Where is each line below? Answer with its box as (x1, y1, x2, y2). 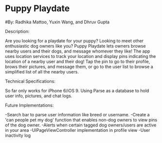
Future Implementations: (5, 102, 54, 108)
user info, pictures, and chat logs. (5, 93, 72, 99)
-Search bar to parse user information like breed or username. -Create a (5, 111, 150, 117)
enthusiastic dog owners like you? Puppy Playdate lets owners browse (5, 43, 146, 49)
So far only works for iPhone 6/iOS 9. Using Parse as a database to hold (5, 88, 149, 93)
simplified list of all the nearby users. (5, 69, 79, 74)
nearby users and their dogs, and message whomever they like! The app (5, 48, 150, 54)
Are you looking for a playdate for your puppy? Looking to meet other (5, 37, 144, 44)
